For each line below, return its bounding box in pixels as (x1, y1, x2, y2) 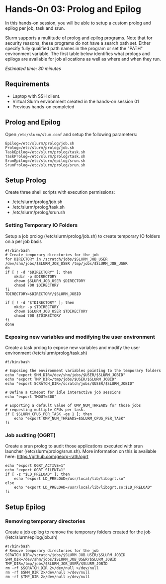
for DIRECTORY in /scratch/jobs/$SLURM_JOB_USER (5, 257, 108, 262)
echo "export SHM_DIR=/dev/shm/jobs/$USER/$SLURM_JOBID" (5, 372, 126, 377)
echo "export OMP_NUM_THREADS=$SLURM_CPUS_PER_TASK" (14, 416, 126, 421)
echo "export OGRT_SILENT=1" (5, 468, 66, 473)
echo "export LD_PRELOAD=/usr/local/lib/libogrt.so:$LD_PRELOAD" (14, 485, 153, 490)
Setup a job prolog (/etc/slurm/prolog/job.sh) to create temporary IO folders (5, 233, 161, 239)
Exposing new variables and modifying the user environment (5, 333, 156, 340)
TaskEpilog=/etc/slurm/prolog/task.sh (5, 149, 85, 154)
